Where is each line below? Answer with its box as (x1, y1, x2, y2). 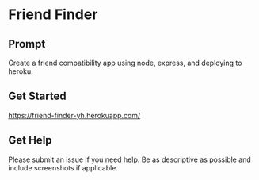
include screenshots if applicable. (8, 163, 119, 172)
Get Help (8, 133, 53, 147)
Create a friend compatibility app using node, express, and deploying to (8, 58, 242, 67)
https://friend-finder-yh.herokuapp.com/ (8, 110, 141, 120)
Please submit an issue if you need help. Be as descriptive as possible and (8, 155, 251, 164)
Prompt (8, 37, 46, 51)
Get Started (8, 90, 67, 103)
